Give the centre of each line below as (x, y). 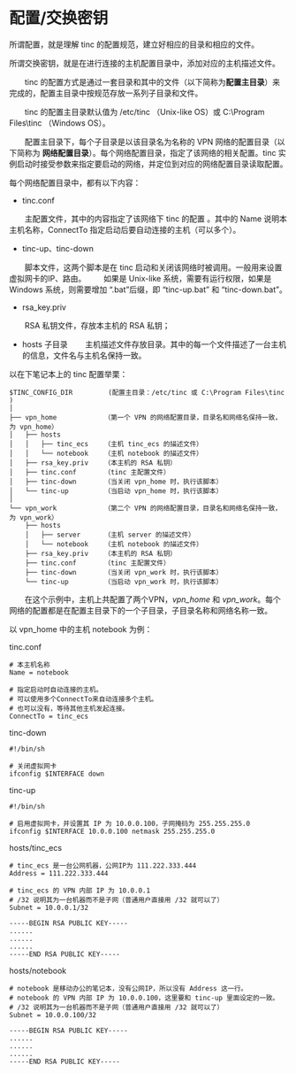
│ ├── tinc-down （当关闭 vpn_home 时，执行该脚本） (116, 482)
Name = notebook (39, 672)
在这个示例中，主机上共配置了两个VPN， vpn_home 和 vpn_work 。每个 (152, 599)
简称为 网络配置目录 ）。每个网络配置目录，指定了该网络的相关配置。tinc (146, 152)
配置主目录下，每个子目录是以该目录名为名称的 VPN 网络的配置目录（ (151, 142)
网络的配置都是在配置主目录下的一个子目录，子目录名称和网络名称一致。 (140, 610)
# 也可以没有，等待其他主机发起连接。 (69, 708)
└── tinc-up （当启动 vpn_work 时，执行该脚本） (124, 582)
